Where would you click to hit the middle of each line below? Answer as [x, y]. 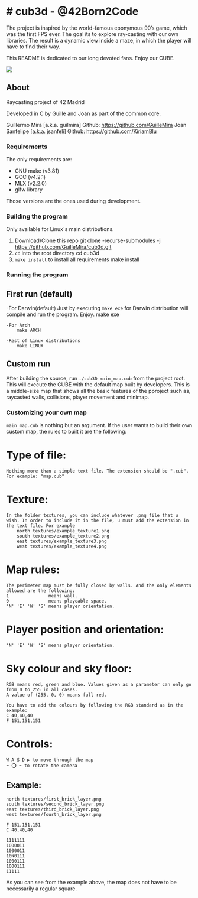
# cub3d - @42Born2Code [72, 12]
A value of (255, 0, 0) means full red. [57, 695]
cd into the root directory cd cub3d [57, 253]
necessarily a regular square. [41, 889]
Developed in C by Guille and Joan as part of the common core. [84, 113]
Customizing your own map [46, 412]
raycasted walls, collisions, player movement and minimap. [78, 397]
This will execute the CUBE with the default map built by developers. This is [98, 384]
